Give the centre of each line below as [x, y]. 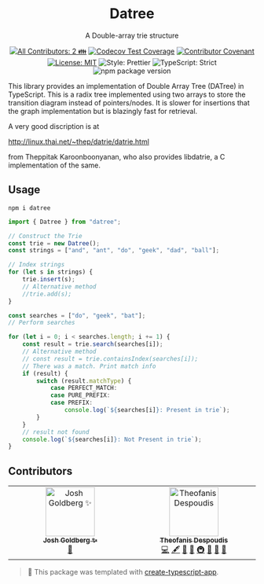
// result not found [56, 432]
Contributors [40, 471]
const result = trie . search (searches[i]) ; [93, 344]
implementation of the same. [54, 165]
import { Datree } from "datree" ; [65, 222]
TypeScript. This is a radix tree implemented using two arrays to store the [127, 94]
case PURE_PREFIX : [80, 395]
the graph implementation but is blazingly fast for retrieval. [103, 111]
